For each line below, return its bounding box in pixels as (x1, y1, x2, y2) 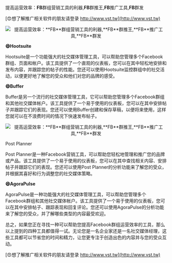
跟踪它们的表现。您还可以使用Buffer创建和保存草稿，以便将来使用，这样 (14, 107, 166, 112)
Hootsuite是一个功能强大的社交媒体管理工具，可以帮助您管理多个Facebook (5, 53, 163, 60)
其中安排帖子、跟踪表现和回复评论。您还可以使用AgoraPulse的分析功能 (14, 204, 164, 210)
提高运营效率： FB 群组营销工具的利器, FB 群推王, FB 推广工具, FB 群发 (5, 5, 144, 10)
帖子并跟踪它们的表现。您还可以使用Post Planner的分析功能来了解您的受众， (5, 164, 167, 170)
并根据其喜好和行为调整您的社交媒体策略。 (5, 171, 95, 176)
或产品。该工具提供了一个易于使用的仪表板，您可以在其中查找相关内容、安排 (5, 158, 167, 163)
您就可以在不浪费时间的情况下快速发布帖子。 (5, 113, 100, 119)
